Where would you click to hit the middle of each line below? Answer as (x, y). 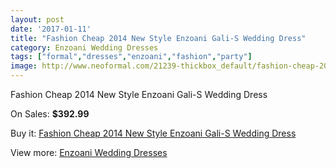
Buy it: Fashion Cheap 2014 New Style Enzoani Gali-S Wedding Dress (153, 133)
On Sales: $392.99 (50, 114)
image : (24, 66)
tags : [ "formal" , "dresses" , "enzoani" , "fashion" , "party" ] (131, 57)
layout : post (37, 19)
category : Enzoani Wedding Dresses (84, 47)
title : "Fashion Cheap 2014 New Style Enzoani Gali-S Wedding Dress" (158, 38)
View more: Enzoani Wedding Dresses (89, 152)
